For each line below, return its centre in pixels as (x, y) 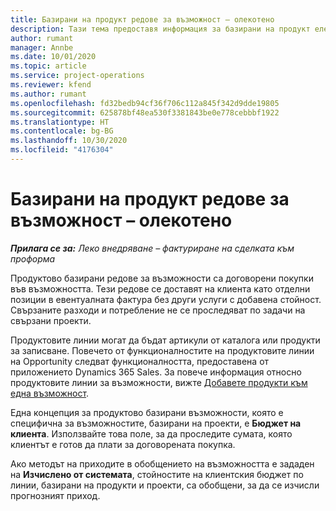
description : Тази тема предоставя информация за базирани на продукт (160, 29)
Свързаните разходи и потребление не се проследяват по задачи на (158, 310)
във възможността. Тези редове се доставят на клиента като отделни (160, 288)
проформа (33, 258)
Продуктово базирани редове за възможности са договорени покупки (162, 278)
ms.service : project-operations (77, 76)
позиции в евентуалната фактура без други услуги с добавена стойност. (166, 299)
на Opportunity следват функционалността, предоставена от (140, 361)
